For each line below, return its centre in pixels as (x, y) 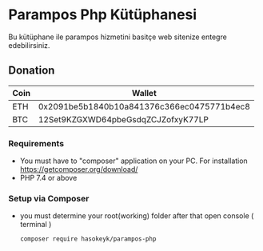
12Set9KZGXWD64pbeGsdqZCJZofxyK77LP (124, 119)
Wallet (144, 93)
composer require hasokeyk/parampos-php (88, 239)
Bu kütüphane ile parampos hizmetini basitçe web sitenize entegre (118, 37)
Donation (32, 71)
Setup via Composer (49, 198)
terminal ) (36, 225)
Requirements (36, 143)
